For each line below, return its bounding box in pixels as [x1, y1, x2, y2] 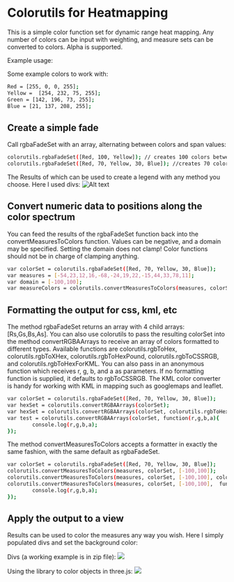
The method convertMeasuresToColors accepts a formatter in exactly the [7, 440, 218, 448]
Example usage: [7, 56, 54, 64]
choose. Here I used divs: [7, 180, 81, 189]
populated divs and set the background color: [7, 538, 138, 547]
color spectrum [7, 211, 75, 223]
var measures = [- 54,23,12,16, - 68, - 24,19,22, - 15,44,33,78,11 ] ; [7, 272, 195, 279]
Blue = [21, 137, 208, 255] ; [7, 102, 92, 109]
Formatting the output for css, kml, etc [7, 304, 178, 316]
